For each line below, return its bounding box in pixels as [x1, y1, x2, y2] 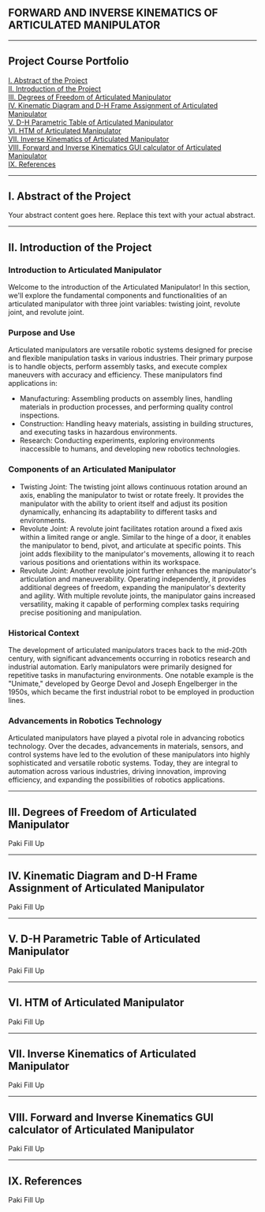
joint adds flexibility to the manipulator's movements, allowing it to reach [19, 548, 255, 559]
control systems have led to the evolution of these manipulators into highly [8, 750, 251, 760]
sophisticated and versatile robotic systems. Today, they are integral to [8, 758, 238, 768]
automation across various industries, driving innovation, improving [8, 767, 227, 776]
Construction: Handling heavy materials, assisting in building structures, [19, 419, 254, 428]
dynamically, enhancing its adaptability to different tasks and [19, 507, 218, 516]
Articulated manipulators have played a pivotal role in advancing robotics [8, 733, 245, 743]
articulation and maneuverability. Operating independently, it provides [19, 574, 247, 583]
